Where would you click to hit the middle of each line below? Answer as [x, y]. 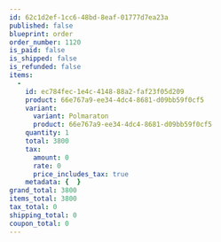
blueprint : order [41, 34]
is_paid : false [37, 51]
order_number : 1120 [45, 42]
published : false [41, 26]
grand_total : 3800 [43, 191]
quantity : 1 [47, 133]
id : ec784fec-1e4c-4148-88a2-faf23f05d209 [105, 91]
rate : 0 [47, 166]
